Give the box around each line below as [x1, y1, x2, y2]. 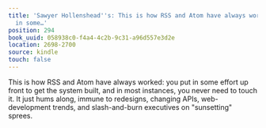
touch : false [8, 56, 51, 64]
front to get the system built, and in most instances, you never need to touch [8, 85, 258, 95]
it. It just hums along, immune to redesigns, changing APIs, [8, 94, 199, 104]
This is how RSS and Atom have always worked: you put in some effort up [8, 77, 249, 87]
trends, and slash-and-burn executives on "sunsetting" [52, 102, 233, 111]
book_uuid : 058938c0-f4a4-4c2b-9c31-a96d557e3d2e [8, 33, 176, 42]
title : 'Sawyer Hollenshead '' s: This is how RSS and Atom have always [8, 11, 246, 20]
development [8, 102, 51, 111]
